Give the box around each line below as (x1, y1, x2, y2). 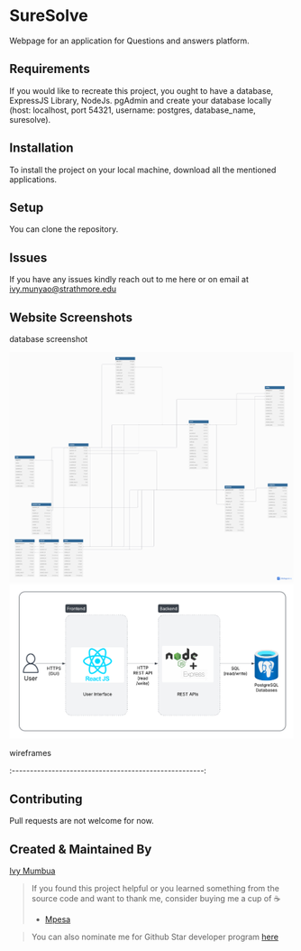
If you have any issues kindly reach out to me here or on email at (9, 274, 250, 285)
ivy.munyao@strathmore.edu (9, 283, 117, 294)
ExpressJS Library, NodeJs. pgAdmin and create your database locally (9, 95, 272, 106)
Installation (9, 141, 74, 156)
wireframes (9, 748, 52, 759)
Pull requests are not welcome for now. (9, 816, 155, 826)
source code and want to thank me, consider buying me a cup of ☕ (31, 892, 281, 903)
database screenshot (9, 334, 88, 344)
